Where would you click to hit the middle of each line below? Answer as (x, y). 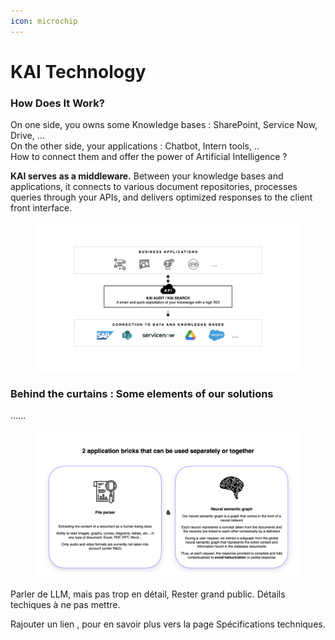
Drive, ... (27, 136)
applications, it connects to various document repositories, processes (154, 187)
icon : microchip (44, 21)
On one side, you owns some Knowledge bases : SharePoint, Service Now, (164, 125)
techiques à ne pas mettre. (65, 605)
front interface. (41, 208)
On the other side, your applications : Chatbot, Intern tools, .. (135, 146)
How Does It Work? (57, 103)
